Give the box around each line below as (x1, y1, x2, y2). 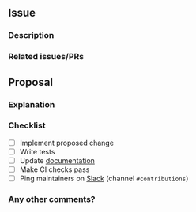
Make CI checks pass (19, 165, 90, 174)
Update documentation (19, 155, 95, 165)
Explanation (8, 99, 55, 110)
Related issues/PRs (8, 51, 85, 62)
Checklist (8, 120, 46, 131)
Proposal (8, 75, 54, 89)
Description (8, 30, 55, 41)
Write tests (19, 147, 55, 156)
